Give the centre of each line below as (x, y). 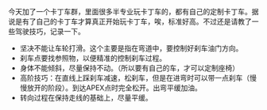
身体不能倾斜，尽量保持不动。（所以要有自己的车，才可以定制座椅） (130, 68)
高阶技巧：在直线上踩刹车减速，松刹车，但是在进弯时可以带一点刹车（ (135, 78)
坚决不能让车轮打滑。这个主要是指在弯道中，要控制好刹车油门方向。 (131, 48)
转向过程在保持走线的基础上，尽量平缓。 (86, 98)
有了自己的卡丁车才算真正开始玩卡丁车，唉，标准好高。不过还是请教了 (137, 21)
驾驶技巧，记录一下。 (50, 31)
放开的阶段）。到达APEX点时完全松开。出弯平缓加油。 (114, 88)
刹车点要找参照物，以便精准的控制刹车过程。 (93, 58)
